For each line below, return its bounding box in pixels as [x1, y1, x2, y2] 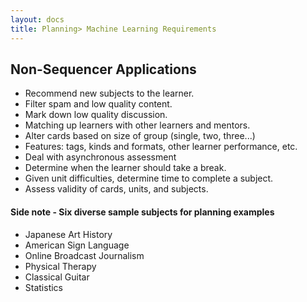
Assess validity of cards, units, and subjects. [24, 183, 209, 195]
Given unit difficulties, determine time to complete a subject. [24, 172, 274, 185]
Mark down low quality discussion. [24, 109, 168, 121]
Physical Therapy [24, 260, 97, 272]
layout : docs [10, 14, 65, 25]
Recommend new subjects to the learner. [24, 87, 195, 100]
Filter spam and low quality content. [24, 98, 173, 110]
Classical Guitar [24, 271, 90, 283]
